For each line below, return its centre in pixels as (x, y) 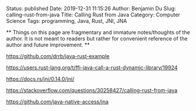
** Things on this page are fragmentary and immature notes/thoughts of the (98, 32)
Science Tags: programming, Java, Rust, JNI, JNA (67, 21)
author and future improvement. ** (48, 45)
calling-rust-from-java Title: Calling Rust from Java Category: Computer (93, 15)
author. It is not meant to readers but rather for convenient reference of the (97, 38)
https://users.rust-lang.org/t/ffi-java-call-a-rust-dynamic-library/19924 (92, 68)
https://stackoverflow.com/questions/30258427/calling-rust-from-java (92, 90)
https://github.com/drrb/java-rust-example (58, 56)
